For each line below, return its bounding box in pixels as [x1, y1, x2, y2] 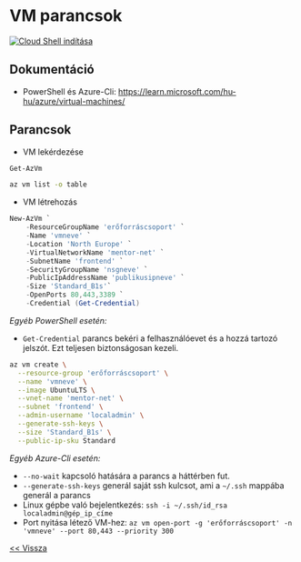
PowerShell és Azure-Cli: [22, 85, 116, 96]
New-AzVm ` [9, 215, 51, 224]
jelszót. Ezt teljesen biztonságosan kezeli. [22, 342, 179, 353]
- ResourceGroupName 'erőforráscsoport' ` [25, 223, 185, 232]
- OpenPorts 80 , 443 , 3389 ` [25, 290, 125, 300]
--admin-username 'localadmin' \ [17, 411, 145, 420]
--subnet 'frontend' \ [17, 402, 104, 412]
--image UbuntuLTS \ [17, 386, 95, 395]
